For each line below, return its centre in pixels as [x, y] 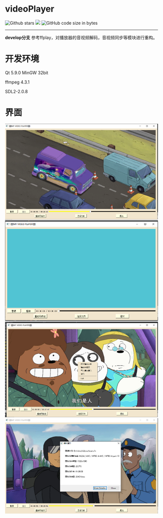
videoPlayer [30, 9]
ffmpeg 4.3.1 [17, 82]
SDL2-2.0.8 [16, 91]
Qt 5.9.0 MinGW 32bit [27, 73]
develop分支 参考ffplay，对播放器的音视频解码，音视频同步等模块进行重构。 [81, 37]
